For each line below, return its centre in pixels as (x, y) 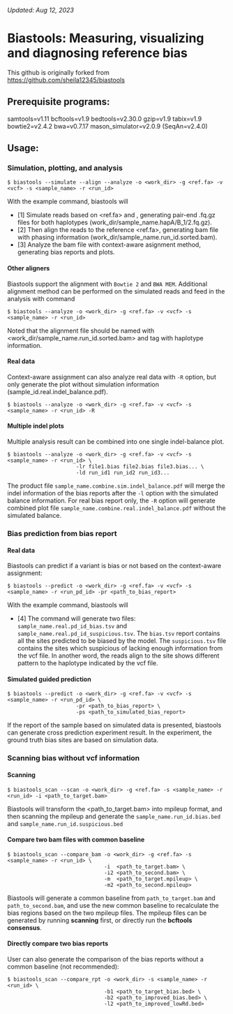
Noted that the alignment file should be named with (81, 331)
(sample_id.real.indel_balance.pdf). (58, 391)
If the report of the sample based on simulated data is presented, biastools (114, 725)
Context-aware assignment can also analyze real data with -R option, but (112, 377)
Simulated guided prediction (50, 679)
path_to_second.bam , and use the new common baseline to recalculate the (113, 905)
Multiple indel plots (36, 426)
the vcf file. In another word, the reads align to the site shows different (118, 656)
